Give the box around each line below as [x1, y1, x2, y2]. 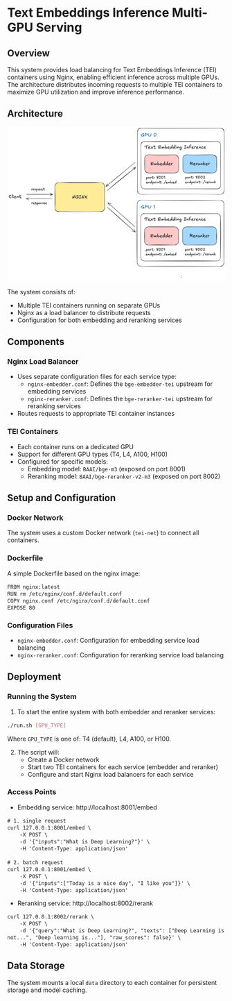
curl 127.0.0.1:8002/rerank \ [7, 913, 95, 920]
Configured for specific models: [17, 457, 109, 466]
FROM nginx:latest [7, 583, 60, 591]
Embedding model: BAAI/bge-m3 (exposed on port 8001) [27, 464, 186, 473]
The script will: [17, 748, 60, 756]
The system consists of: [7, 287, 76, 296]
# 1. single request [7, 817, 67, 824]
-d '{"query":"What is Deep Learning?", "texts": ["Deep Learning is [19, 927, 225, 934]
